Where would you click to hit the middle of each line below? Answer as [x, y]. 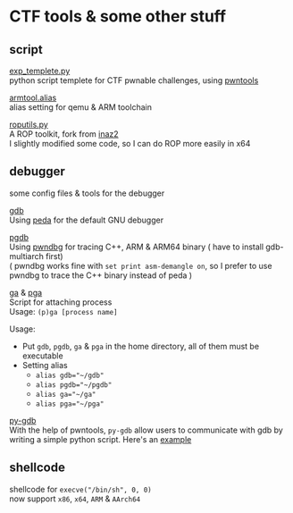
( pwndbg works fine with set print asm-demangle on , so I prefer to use [141, 265]
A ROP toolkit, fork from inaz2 [64, 134]
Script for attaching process [61, 302]
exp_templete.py [40, 71]
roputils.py [29, 124]
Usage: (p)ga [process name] [63, 311]
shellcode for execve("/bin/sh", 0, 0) [80, 489]
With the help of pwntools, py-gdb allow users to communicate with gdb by [146, 430]
